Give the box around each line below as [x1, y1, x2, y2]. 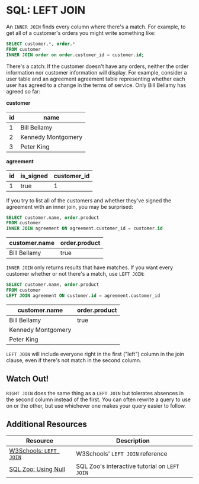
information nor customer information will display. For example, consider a [6, 69, 188, 76]
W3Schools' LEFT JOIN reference [76, 450, 168, 458]
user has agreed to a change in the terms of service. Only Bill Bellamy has [6, 81, 187, 89]
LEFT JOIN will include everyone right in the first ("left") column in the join [6, 350, 185, 357]
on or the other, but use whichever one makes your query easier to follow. [6, 402, 187, 409]
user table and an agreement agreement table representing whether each [6, 75, 185, 82]
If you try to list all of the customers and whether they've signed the [6, 196, 172, 204]
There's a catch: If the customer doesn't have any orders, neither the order [6, 63, 189, 70]
